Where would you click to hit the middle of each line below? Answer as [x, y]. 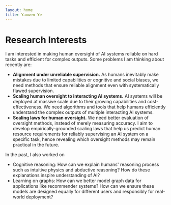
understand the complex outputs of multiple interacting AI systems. [83, 112]
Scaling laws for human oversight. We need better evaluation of [81, 118]
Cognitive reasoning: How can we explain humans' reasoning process [86, 165]
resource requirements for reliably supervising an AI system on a [80, 134]
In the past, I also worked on [35, 155]
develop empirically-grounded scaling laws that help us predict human [87, 129]
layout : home [19, 10]
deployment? [39, 197]
